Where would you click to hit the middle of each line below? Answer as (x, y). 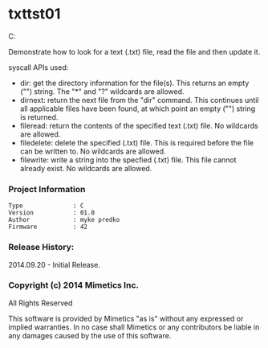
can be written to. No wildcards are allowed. (93, 151)
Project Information (47, 189)
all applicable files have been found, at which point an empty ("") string (138, 108)
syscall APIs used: (39, 67)
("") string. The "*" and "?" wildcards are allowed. (102, 91)
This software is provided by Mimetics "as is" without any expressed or (126, 318)
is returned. (39, 117)
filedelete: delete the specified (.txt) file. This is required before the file (137, 142)
